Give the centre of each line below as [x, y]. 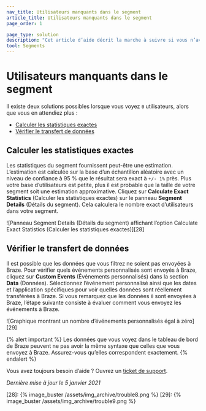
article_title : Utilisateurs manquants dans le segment [79, 18]
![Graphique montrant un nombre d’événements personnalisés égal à [93, 321]
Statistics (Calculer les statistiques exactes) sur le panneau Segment [94, 198]
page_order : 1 [25, 23]
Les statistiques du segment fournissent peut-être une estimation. [90, 165]
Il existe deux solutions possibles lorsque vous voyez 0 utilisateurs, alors [97, 106]
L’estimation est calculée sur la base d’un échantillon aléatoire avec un [95, 172]
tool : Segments [26, 46]
